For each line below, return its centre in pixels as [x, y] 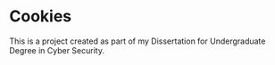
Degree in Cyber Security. [57, 50]
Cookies [41, 16]
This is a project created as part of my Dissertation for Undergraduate [137, 41]
